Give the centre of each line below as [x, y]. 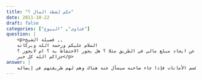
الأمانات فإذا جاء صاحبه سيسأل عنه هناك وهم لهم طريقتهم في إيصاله [102, 68]
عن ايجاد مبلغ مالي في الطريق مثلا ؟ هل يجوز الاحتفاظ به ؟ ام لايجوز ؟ [106, 51]
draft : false [23, 23]
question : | [21, 34]
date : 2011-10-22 [28, 17]
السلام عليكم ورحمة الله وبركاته [57, 46]
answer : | [19, 62]
